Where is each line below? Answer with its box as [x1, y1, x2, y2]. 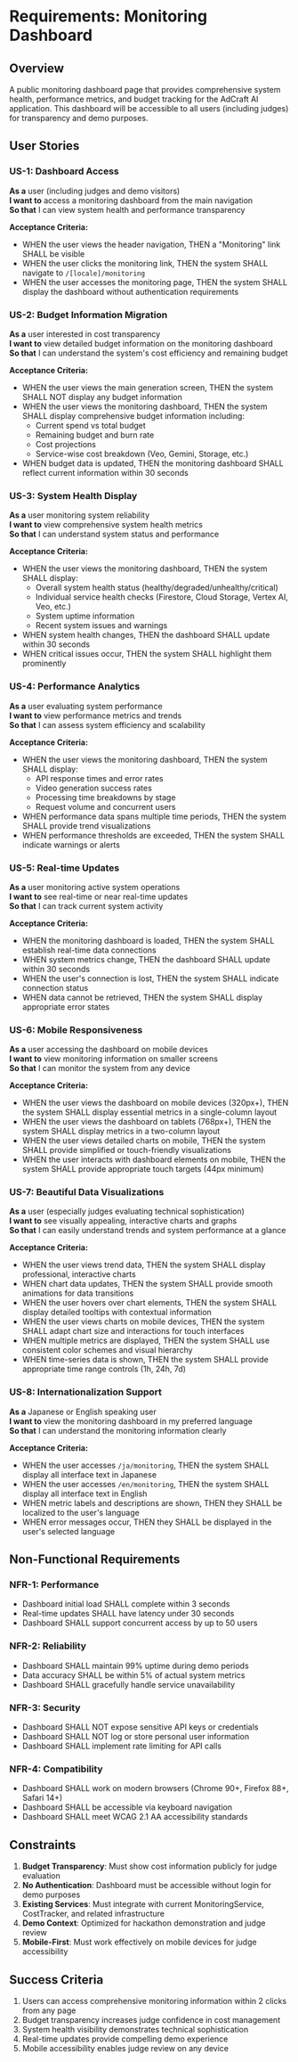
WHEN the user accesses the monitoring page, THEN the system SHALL [21, 276, 287, 287]
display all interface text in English [21, 1488, 148, 1499]
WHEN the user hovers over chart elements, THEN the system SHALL [21, 1297, 278, 1308]
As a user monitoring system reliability [9, 510, 150, 520]
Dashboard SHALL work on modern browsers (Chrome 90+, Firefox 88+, [21, 1783, 289, 1794]
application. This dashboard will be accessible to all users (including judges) [9, 103, 289, 113]
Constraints [9, 1837, 77, 1853]
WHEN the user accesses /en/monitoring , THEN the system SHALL [21, 1478, 270, 1489]
